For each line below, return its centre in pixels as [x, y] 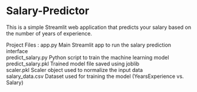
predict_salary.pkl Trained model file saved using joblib [73, 64]
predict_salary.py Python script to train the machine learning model [88, 57]
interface [17, 51]
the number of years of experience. [49, 33]
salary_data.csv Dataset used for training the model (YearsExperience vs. [95, 76]
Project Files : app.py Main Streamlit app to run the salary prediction [89, 45]
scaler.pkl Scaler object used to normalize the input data [75, 70]
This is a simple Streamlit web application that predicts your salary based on [99, 27]
